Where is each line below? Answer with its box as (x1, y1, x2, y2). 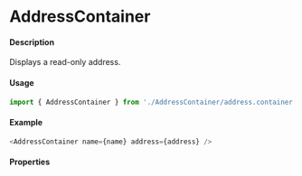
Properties (9, 156, 51, 168)
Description (9, 36, 55, 47)
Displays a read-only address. (9, 57, 121, 68)
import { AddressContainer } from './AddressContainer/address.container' (9, 97, 297, 107)
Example (9, 117, 43, 128)
